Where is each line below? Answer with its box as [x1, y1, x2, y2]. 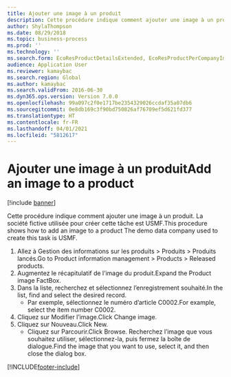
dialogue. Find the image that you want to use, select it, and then [27, 342, 210, 351]
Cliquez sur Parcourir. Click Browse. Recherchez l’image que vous [27, 327, 213, 336]
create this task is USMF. [7, 234, 78, 242]
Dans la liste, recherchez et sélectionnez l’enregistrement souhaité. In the [16, 283, 223, 292]
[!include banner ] [7, 199, 56, 207]
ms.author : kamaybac [7, 80, 67, 87]
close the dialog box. [27, 349, 87, 358]
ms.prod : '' [7, 42, 41, 49]
